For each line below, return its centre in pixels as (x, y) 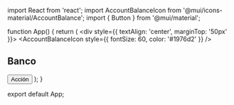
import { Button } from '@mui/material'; (143, 18)
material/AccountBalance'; (46, 18)
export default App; (36, 94)
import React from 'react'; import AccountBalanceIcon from (95, 10)
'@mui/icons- (202, 10)
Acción (20, 79)
